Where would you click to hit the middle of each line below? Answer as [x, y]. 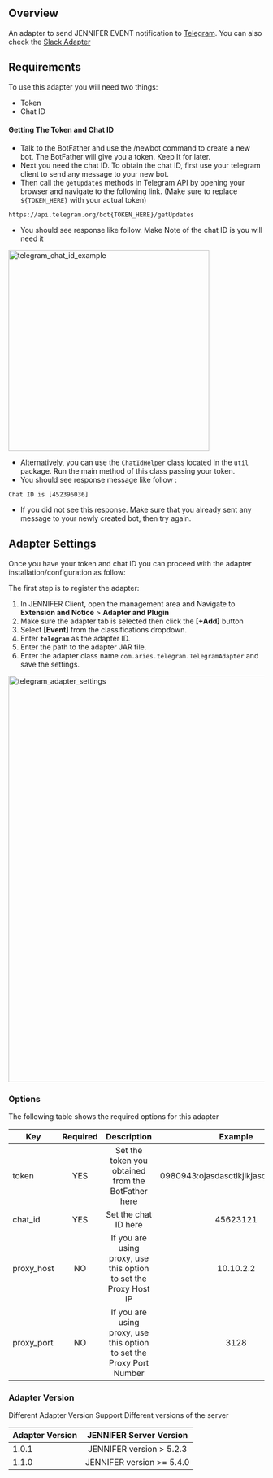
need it [32, 238]
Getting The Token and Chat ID [61, 130]
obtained [129, 1170]
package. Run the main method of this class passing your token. [128, 470]
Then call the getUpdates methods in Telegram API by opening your [132, 182]
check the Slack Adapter [50, 42]
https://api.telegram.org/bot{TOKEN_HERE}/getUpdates [102, 215]
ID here [129, 1224]
